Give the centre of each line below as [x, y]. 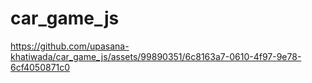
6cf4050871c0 [40, 67]
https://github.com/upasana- [70, 46]
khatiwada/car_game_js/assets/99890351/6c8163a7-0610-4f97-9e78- [156, 56]
